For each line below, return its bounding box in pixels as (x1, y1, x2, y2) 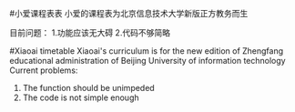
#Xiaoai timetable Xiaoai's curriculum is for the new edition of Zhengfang (9, 46, 284, 56)
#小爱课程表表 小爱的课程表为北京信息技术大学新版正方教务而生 (9, 8, 249, 18)
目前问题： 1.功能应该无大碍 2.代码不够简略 (9, 27, 171, 38)
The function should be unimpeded (22, 83, 155, 93)
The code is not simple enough (22, 92, 139, 103)
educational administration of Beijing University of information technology (9, 56, 286, 66)
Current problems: (9, 65, 78, 76)
